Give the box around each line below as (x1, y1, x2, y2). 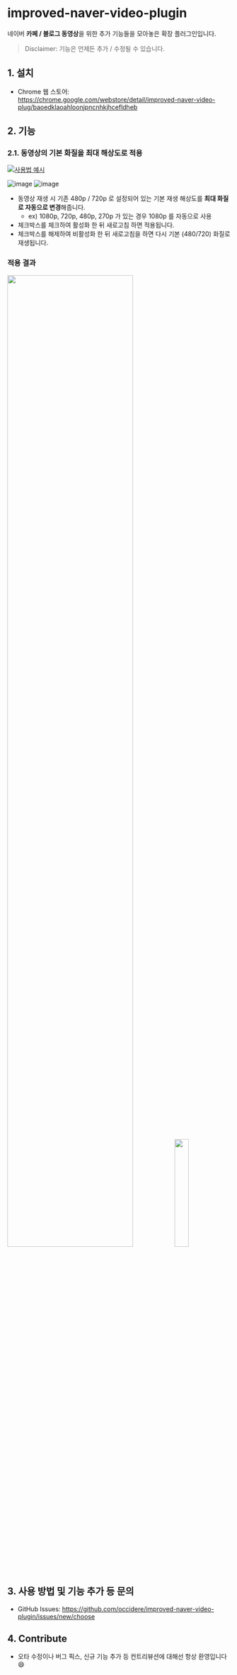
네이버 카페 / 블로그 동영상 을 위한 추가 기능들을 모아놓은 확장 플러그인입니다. (7, 29, 217, 38)
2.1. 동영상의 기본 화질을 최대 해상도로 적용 (7, 148, 143, 158)
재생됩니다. (17, 239, 49, 247)
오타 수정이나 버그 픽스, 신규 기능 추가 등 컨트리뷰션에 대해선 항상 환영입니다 (17, 1652, 228, 1661)
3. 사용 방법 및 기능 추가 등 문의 (7, 1586, 134, 1598)
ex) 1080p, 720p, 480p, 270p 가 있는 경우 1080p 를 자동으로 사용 (28, 212, 212, 220)
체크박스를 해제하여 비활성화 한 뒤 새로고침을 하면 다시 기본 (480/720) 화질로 (17, 230, 231, 238)
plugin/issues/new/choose (17, 1612, 96, 1620)
